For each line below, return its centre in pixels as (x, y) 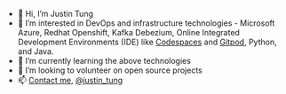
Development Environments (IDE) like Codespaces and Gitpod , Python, (147, 42)
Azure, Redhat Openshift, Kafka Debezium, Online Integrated (128, 32)
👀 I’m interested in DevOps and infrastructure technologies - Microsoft (146, 23)
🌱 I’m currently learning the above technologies (104, 61)
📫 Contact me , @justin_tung (70, 80)
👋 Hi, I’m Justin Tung (55, 14)
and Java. (36, 51)
